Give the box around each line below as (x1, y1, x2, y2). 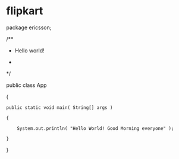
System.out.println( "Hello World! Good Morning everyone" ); (17, 125, 174, 132)
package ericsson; (6, 24, 52, 31)
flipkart (6, 4, 43, 18)
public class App (6, 82, 47, 89)
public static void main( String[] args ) (6, 104, 113, 111)
